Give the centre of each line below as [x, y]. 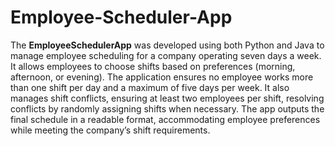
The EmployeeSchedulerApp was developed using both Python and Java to [167, 45]
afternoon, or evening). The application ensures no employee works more [162, 77]
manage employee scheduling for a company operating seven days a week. [166, 55]
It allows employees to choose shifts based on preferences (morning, [153, 66]
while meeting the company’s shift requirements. [110, 130]
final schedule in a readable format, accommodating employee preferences [165, 119]
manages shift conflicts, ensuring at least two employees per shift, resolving [167, 98]
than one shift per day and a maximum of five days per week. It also [150, 87]
